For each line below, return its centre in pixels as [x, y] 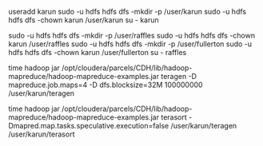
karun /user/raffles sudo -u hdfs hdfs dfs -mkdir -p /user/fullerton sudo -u [130, 44]
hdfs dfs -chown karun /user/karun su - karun [84, 20]
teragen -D [179, 76]
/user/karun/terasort [42, 134]
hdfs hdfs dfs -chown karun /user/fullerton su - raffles [98, 52]
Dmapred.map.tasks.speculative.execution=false [89, 126]
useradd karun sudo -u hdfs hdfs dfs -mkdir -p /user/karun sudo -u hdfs [127, 12]
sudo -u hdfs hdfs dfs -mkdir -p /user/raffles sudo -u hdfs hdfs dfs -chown [132, 36]
